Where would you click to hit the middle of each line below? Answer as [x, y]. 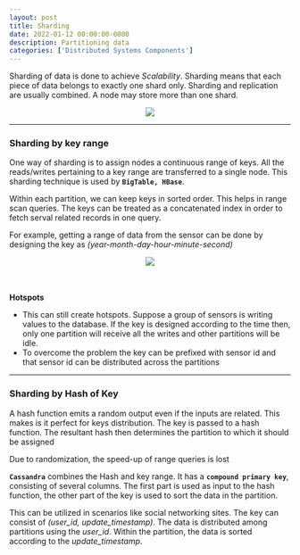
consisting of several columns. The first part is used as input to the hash [142, 485]
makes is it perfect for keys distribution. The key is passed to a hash [134, 422]
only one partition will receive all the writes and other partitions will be [151, 334]
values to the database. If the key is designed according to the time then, [156, 324]
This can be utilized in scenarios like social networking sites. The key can [144, 512]
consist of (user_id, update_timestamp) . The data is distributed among [138, 522]
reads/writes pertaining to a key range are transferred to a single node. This [149, 172]
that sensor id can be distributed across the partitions [121, 362]
